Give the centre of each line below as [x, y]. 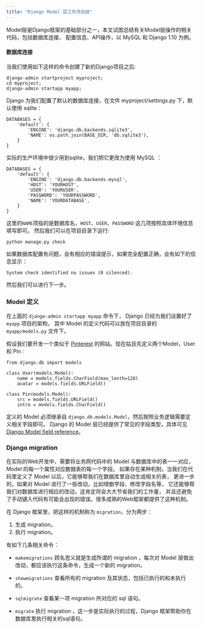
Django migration [32, 448]
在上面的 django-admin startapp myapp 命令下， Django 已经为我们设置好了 [99, 316]
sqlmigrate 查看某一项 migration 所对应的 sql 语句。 [79, 599]
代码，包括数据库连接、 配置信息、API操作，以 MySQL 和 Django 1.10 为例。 [100, 37]
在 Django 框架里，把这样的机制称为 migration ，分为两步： [79, 512]
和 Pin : [15, 351]
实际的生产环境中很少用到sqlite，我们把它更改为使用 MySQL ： [84, 158]
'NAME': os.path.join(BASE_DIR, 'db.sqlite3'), [88, 135]
